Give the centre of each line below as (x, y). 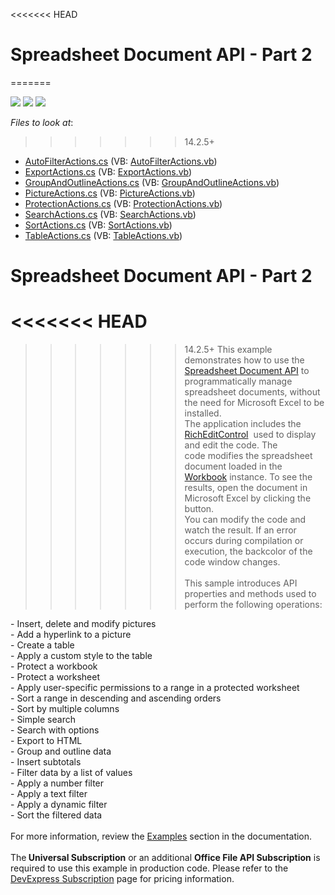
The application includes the (243, 424)
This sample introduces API (241, 583)
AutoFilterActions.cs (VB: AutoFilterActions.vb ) (121, 161)
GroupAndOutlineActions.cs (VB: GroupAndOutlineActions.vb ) (152, 182)
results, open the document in (246, 488)
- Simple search (43, 720)
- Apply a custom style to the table (81, 656)
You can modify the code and (245, 520)
